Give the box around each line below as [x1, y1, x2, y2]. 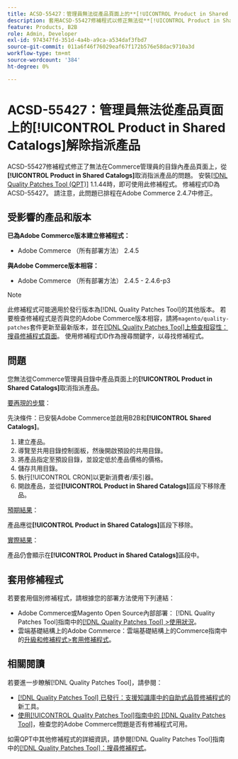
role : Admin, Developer [7, 30, 78, 38]
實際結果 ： [7, 536, 39, 544]
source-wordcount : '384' [7, 57, 81, 64]
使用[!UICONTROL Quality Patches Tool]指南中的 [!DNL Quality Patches [17, 711, 226, 719]
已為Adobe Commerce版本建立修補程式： [7, 232, 130, 240]
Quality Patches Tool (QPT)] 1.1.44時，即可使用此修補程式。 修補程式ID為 [7, 180, 220, 188]
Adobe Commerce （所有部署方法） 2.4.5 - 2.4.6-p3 [17, 277, 171, 285]
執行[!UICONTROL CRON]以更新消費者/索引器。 [17, 473, 157, 481]
